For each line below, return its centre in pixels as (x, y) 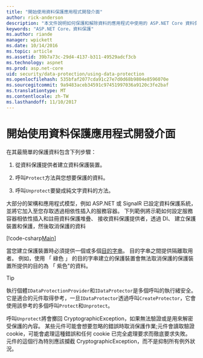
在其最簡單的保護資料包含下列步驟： (51, 151)
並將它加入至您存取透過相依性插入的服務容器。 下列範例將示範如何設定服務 (100, 211)
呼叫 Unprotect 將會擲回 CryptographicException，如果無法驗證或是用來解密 (100, 318)
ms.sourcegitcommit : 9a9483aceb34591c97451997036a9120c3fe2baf (88, 85)
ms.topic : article (29, 51)
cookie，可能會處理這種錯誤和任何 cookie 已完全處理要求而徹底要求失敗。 (98, 333)
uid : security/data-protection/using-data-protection (76, 74)
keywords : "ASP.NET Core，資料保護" (50, 29)
